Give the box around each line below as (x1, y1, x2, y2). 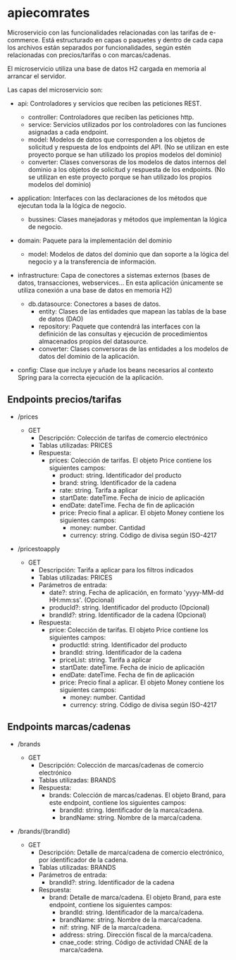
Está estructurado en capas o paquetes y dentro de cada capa (42, 35, 223, 44)
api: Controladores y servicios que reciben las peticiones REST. (17, 99, 202, 107)
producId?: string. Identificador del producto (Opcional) (49, 603, 210, 611)
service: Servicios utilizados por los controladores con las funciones (27, 120, 227, 128)
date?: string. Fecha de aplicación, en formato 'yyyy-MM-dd (49, 588, 224, 596)
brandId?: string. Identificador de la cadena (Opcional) (49, 610, 206, 619)
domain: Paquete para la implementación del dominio (17, 236, 173, 245)
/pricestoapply (17, 544, 61, 553)
